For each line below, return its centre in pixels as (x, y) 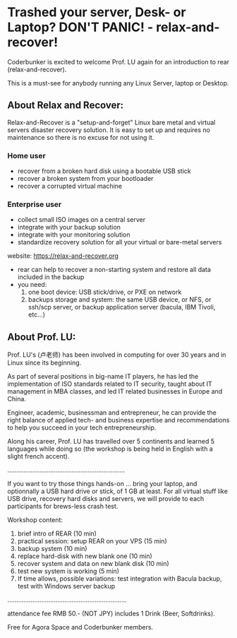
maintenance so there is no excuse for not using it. (81, 137)
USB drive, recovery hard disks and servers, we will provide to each (106, 499)
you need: (32, 285)
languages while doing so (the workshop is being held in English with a (110, 449)
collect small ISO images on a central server (81, 220)
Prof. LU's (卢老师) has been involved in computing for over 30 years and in (117, 355)
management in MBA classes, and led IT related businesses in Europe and (115, 391)
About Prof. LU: (42, 337)
